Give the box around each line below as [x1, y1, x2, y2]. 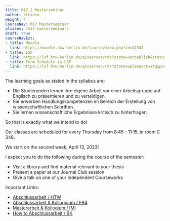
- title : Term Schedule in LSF [5, 59, 71, 64]
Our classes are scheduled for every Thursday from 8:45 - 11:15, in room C [5, 129, 160, 135]
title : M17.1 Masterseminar [5, 7, 65, 13]
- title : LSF [5, 50, 33, 55]
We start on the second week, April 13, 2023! [5, 144, 99, 150]
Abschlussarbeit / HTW [12, 194, 62, 200]
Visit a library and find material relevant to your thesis [12, 164, 124, 170]
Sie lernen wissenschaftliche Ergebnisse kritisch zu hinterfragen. [12, 109, 148, 116]
